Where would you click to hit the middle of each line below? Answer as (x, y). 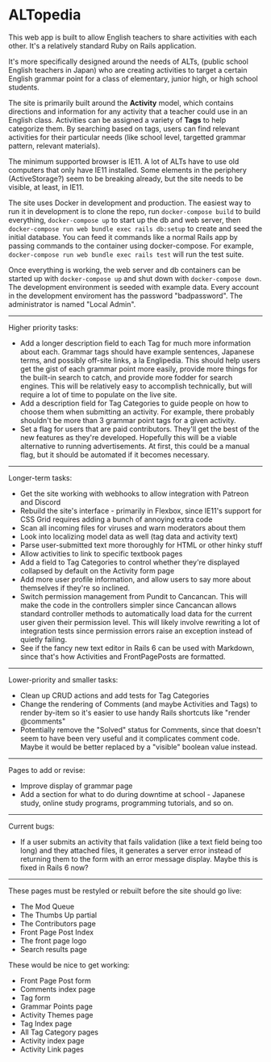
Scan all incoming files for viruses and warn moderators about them (133, 527)
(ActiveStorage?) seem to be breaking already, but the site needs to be (126, 178)
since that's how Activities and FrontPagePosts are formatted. (123, 657)
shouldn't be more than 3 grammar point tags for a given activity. (128, 420)
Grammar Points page (56, 1006)
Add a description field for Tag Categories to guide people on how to (134, 403)
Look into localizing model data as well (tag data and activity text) (129, 536)
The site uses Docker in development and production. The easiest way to (130, 203)
